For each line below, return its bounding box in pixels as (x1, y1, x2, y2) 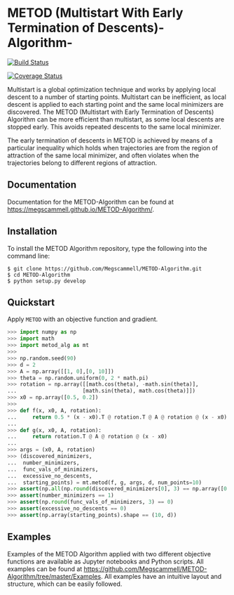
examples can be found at (7, 564, 83, 573)
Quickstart (7, 296, 55, 308)
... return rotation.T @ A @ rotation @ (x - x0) (7, 433, 168, 440)
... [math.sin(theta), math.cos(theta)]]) (7, 388, 196, 395)
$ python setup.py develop (7, 277, 86, 285)
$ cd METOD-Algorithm (7, 271, 71, 278)
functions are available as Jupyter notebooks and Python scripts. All (7, 557, 205, 565)
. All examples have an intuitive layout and (100, 572, 222, 580)
